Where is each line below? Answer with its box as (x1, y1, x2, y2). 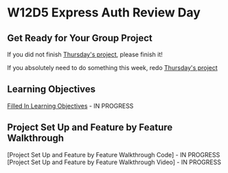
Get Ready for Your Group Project (7, 32, 153, 44)
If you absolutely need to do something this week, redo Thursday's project (7, 64, 218, 71)
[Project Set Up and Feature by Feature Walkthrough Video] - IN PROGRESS (7, 158, 222, 166)
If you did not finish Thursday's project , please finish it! (7, 50, 163, 58)
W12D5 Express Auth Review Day (7, 5, 201, 21)
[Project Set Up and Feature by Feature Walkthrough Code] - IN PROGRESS (7, 150, 220, 159)
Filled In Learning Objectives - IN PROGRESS (7, 102, 134, 110)
